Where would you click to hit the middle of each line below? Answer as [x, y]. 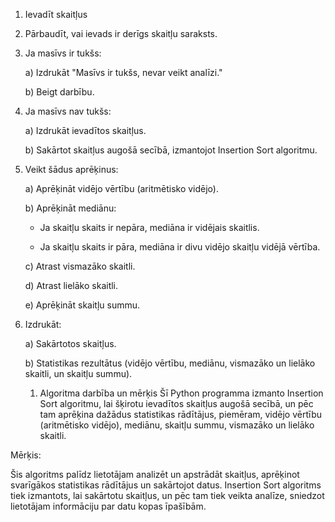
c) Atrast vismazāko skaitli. [80, 266]
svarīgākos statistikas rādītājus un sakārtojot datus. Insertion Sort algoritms [166, 485]
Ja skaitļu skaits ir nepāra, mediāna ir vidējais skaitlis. [149, 227]
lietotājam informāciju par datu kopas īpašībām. [108, 506]
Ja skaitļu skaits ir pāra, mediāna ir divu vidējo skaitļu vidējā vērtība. [180, 247]
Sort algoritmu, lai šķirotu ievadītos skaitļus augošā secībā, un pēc [176, 403]
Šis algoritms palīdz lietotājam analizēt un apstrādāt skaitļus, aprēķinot [155, 474]
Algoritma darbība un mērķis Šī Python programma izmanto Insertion [181, 393]
